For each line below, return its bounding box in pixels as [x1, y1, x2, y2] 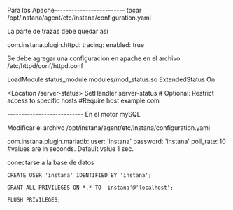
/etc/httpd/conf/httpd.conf [7, 62, 84, 70]
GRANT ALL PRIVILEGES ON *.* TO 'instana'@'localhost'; [7, 184, 174, 191]
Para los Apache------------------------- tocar [7, 6, 142, 14]
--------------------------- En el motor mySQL [7, 110, 141, 118]
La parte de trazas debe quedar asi [7, 27, 108, 35]
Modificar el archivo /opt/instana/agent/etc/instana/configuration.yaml [7, 124, 211, 132]
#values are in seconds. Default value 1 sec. [7, 145, 134, 153]
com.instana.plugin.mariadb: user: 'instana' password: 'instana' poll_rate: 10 [7, 137, 226, 145]
